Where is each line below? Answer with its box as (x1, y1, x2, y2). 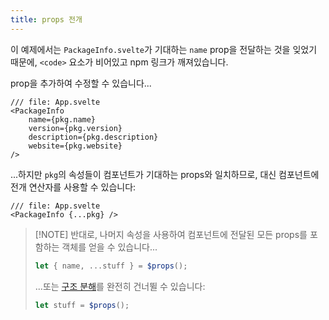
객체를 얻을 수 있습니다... (61, 241, 158, 253)
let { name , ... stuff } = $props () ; (34, 261, 188, 271)
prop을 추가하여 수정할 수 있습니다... (10, 77, 152, 89)
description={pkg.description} (28, 132, 159, 142)
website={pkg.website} (28, 141, 123, 151)
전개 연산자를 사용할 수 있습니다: (10, 181, 137, 193)
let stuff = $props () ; (34, 300, 130, 310)
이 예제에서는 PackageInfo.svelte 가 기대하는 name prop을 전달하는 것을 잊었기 (10, 43, 318, 55)
